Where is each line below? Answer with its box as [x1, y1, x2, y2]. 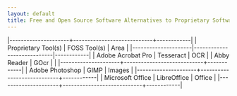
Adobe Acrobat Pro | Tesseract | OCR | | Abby [96, 50, 230, 60]
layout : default [7, 10, 55, 18]
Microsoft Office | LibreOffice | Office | [104, 73, 217, 81]
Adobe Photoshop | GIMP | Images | [29, 66, 134, 74]
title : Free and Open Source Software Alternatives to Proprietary [7, 17, 210, 24]
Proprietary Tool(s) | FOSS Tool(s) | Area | [7, 43, 129, 52]
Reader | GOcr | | [7, 58, 57, 67]
